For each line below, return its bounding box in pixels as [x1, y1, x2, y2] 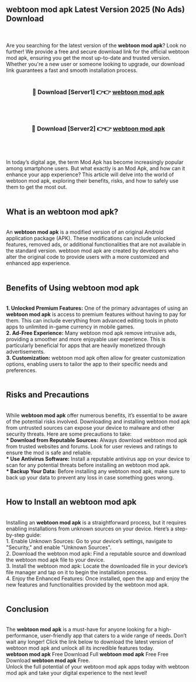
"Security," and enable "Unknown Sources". [6, 544, 112, 551]
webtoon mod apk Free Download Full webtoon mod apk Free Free [6, 651, 169, 658]
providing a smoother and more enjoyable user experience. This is [6, 336, 166, 343]
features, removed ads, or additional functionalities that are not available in [6, 241, 186, 248]
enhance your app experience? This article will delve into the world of [6, 171, 174, 178]
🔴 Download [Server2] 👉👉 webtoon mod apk [31, 125, 166, 133]
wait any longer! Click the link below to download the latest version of [6, 638, 174, 646]
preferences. [6, 367, 37, 374]
